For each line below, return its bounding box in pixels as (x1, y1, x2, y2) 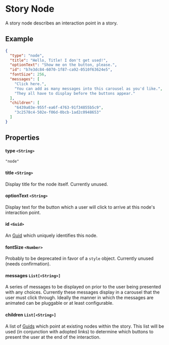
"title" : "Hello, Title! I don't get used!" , (10, 58, 108, 63)
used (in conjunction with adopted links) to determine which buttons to (5, 328, 154, 334)
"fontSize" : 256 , (10, 72, 47, 77)
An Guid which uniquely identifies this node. (5, 232, 98, 238)
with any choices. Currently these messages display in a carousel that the (5, 289, 160, 296)
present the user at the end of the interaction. (5, 334, 101, 340)
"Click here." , (14, 81, 47, 87)
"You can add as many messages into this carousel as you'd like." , (14, 86, 163, 91)
